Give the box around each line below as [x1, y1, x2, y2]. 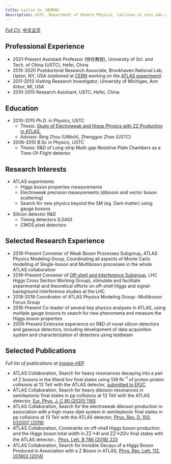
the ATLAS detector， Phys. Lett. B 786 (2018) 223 [12, 436, 118, 443]
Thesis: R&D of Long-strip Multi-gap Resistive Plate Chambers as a [20, 145, 161, 151]
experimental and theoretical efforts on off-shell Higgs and [12, 283, 136, 289]
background [12, 288, 38, 294]
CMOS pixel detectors [20, 222, 67, 228]
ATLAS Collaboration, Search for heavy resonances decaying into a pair [12, 370, 163, 376]
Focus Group [12, 299, 40, 305]
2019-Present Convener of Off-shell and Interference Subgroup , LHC [12, 272, 158, 278]
